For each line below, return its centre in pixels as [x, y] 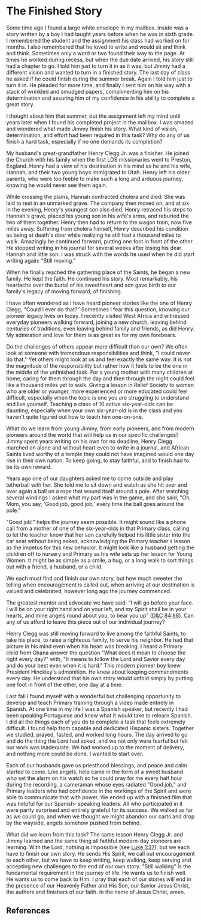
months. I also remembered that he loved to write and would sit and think [96, 47]
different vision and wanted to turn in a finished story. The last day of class [98, 72]
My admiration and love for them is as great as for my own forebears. [91, 335]
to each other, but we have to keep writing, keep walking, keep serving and [99, 860]
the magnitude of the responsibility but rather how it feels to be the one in [97, 365]
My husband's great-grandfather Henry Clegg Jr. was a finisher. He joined [98, 153]
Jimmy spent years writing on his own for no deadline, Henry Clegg [89, 441]
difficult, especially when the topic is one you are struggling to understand [98, 397]
